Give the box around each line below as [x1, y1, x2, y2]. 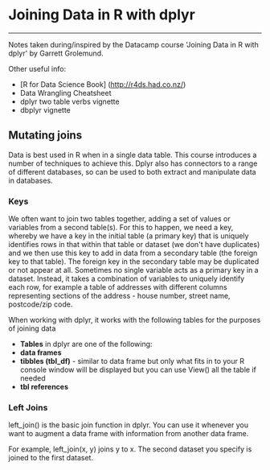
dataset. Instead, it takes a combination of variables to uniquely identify [8, 274, 245, 283]
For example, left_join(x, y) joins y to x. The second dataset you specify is [8, 444, 252, 454]
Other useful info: [8, 64, 67, 73]
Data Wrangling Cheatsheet [19, 88, 112, 97]
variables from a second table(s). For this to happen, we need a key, [8, 223, 234, 233]
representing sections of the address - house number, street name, [8, 291, 231, 301]
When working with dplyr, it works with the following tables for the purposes [8, 315, 261, 325]
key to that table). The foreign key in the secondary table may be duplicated [8, 257, 260, 266]
